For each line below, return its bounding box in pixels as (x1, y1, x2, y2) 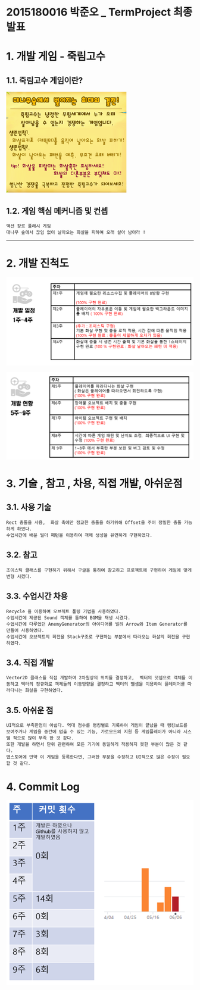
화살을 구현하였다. (24, 688, 64, 694)
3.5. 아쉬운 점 (6, 705, 54, 715)
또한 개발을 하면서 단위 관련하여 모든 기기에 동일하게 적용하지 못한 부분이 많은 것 (6, 742, 181, 748)
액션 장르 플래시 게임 (6, 223, 51, 229)
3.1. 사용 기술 (6, 502, 52, 513)
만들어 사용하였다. (6, 627, 45, 633)
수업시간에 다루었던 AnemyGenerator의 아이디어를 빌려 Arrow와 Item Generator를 (6, 621, 188, 627)
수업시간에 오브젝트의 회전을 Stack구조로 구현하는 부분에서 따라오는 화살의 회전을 (6, 633, 180, 640)
